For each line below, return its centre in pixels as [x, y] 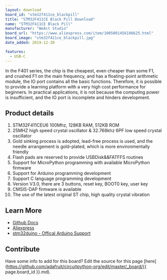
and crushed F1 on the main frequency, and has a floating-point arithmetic [82, 76]
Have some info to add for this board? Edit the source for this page [74, 261]
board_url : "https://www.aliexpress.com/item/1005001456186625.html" [79, 33]
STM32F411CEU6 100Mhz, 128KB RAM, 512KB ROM [66, 125]
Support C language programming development [62, 178]
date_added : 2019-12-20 [30, 43]
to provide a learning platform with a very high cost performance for [75, 86]
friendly [21, 152]
